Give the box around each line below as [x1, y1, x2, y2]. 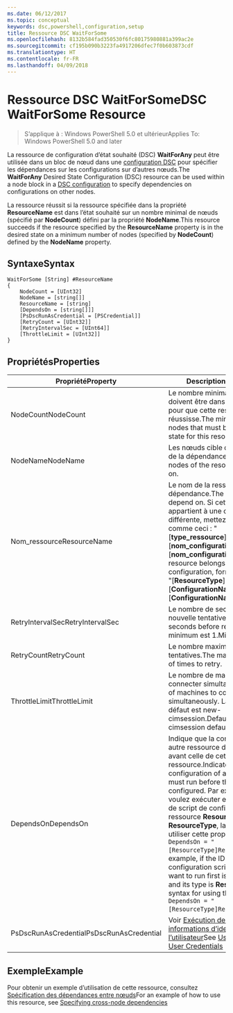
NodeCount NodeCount [10, 410, 86, 420]
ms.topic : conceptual [7, 17, 70, 24]
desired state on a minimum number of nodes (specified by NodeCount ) [7, 230, 214, 238]
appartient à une [168, 506, 222, 516]
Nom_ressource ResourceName [10, 536, 113, 546]
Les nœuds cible [168, 443, 223, 452]
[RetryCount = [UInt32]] [19, 319, 92, 326]
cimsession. [168, 714, 207, 723]
